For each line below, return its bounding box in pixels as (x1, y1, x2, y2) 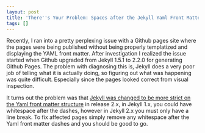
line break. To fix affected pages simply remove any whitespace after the (6, 113, 190, 121)
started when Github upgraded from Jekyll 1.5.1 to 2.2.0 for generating (6, 56, 182, 64)
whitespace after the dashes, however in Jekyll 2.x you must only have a (6, 107, 189, 115)
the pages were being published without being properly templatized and (6, 43, 188, 51)
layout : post (6, 9, 40, 15)
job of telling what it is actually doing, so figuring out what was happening (6, 70, 192, 77)
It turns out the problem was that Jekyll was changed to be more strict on (6, 94, 191, 101)
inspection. (6, 82, 35, 90)
